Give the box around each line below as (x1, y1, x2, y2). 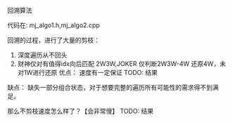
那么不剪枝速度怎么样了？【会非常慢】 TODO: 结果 (7, 107, 154, 115)
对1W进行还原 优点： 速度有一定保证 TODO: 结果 (17, 69, 158, 76)
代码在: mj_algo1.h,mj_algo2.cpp (7, 21, 100, 29)
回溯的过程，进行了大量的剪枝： (7, 36, 100, 44)
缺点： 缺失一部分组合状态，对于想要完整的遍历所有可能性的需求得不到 (7, 83, 213, 91)
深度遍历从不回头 (17, 51, 68, 59)
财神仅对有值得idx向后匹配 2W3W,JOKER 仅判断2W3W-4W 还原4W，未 (17, 60, 227, 68)
